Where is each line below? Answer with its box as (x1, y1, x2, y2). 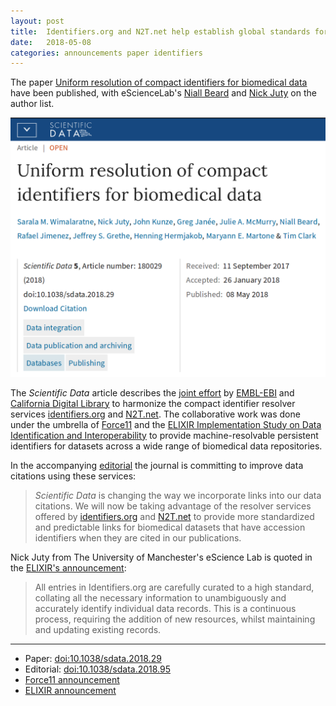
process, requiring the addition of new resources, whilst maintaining (34, 613, 316, 625)
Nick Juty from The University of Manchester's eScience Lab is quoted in (10, 551, 313, 563)
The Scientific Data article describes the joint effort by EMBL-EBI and (10, 386, 295, 399)
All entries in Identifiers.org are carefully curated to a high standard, (34, 581, 315, 593)
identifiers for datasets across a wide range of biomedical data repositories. (10, 440, 323, 452)
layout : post (10, 16, 65, 26)
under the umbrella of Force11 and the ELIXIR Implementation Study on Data (10, 418, 322, 430)
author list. (10, 98, 55, 110)
